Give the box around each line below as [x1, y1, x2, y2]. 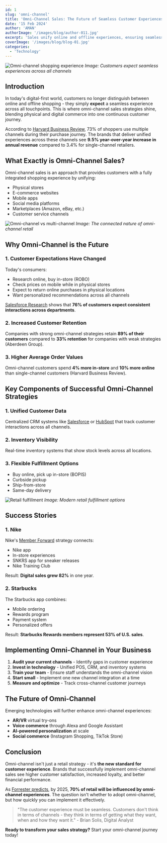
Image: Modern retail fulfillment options [44, 497, 125, 503]
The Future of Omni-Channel [5, 694, 96, 703]
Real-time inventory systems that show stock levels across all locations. [5, 448, 153, 454]
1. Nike [5, 526, 21, 533]
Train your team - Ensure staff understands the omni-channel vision [12, 669, 153, 675]
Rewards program [12, 611, 49, 617]
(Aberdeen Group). [5, 341, 44, 347]
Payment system [12, 616, 47, 622]
